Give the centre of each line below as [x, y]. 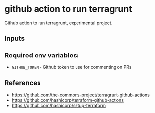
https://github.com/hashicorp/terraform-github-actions [68, 100]
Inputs [15, 38]
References [23, 83]
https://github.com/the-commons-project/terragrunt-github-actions [81, 95]
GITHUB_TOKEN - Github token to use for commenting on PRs [72, 67]
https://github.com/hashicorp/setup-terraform [59, 105]
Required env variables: [42, 55]
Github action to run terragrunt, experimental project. [58, 23]
